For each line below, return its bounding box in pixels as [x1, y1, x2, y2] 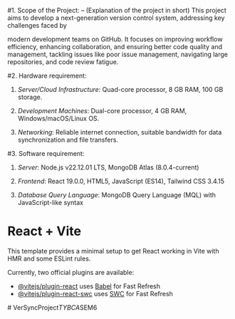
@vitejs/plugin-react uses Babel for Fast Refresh [17, 281, 161, 291]
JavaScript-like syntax [17, 199, 84, 206]
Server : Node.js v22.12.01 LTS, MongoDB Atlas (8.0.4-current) [17, 163, 199, 172]
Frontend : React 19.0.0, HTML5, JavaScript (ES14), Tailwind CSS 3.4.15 [17, 177, 225, 185]
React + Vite [7, 224, 82, 239]
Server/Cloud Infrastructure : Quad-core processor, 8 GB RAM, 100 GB [17, 85, 224, 93]
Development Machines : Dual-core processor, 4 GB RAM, [17, 107, 187, 115]
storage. [17, 93, 43, 101]
